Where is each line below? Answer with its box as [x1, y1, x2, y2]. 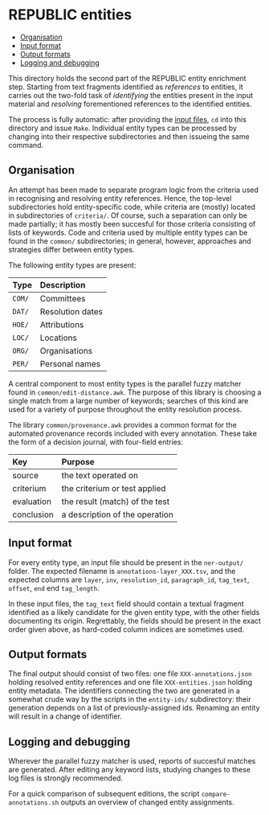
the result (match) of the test [61, 496, 170, 507]
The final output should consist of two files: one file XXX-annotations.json [8, 669, 252, 678]
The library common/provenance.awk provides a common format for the [8, 420, 237, 429]
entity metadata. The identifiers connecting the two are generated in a [8, 686, 241, 696]
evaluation [12, 496, 52, 507]
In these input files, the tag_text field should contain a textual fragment [8, 599, 245, 608]
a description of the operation [61, 509, 174, 520]
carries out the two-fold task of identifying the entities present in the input [8, 90, 254, 100]
